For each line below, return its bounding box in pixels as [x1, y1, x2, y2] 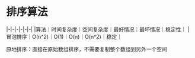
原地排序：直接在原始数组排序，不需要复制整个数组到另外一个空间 [6, 45, 167, 53]
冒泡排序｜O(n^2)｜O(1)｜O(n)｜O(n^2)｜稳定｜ [6, 33, 123, 40]
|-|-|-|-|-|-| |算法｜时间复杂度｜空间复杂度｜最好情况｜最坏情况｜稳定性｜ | [6, 26, 190, 33]
